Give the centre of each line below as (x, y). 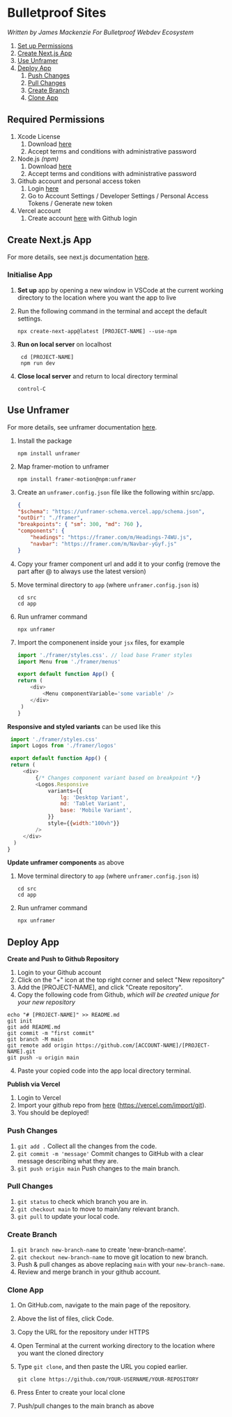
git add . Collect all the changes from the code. (87, 1146)
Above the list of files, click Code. (65, 1319)
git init (20, 1021)
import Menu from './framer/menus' (69, 661)
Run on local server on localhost (64, 344)
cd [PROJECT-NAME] (47, 357)
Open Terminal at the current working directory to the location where (116, 1346)
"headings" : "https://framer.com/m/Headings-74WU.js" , (111, 538)
